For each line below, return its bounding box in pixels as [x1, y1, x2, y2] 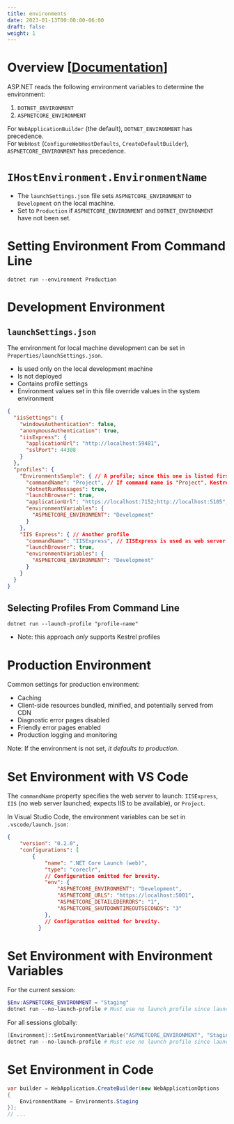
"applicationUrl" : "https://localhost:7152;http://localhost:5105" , [25, 499, 229, 506]
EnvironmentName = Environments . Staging [19, 1098, 139, 1105]
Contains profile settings [17, 379, 88, 388]
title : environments [7, 10, 68, 17]
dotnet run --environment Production [7, 276, 117, 283]
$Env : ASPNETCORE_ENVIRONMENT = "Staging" [7, 999, 130, 1006]
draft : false [7, 23, 45, 30]
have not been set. [17, 214, 71, 222]
